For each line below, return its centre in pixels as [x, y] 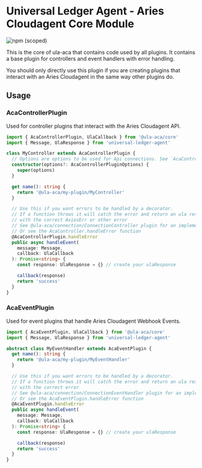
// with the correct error [45, 387]
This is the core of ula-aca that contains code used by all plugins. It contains [101, 52]
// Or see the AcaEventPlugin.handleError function [78, 399]
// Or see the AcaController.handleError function [76, 231]
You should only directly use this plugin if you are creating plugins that [93, 70]
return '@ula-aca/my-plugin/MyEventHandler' [74, 360]
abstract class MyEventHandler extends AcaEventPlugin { [79, 348]
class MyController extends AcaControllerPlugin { [71, 154]
